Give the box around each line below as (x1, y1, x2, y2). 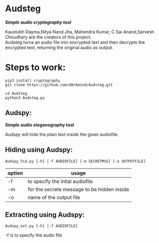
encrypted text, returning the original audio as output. (5, 44, 114, 50)
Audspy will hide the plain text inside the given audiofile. (5, 131, 119, 137)
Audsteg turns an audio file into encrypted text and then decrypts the (5, 39, 145, 45)
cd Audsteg (5, 91, 27, 96)
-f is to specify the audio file (5, 232, 62, 238)
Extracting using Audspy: (5, 210, 85, 219)
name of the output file (27, 194, 80, 201)
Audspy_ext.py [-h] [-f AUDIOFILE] (5, 224, 78, 229)
